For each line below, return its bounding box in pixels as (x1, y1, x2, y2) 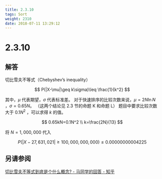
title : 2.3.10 (5, 7, 34, 12)
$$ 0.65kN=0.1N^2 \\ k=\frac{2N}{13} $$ (41, 119, 123, 125)
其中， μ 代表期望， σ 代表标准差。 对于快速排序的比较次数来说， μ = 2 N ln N (5, 97, 156, 103)
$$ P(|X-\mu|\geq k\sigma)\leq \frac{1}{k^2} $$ (34, 87, 131, 92)
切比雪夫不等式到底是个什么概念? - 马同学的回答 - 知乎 (5, 168, 115, 175)
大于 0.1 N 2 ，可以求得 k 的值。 (5, 109, 66, 115)
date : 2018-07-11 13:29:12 (5, 21, 60, 26)
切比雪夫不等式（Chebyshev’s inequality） (5, 77, 91, 83)
